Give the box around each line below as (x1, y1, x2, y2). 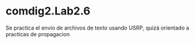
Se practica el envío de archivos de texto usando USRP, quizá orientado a (5, 24, 190, 31)
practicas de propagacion (5, 30, 70, 37)
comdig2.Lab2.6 (5, 4, 91, 18)
